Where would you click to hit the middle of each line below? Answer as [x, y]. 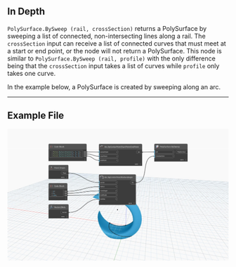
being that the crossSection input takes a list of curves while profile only [113, 65]
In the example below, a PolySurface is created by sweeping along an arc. [114, 86]
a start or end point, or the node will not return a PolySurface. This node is [115, 51]
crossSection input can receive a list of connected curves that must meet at [117, 43]
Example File [36, 116]
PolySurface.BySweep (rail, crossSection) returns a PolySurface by [107, 28]
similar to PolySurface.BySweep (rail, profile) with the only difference [111, 58]
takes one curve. [32, 73]
